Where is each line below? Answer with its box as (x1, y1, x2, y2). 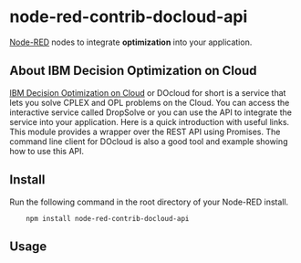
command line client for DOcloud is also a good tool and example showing (9, 135, 288, 147)
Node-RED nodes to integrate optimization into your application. (9, 37, 253, 47)
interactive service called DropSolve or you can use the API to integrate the (9, 107, 292, 118)
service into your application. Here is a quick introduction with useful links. (9, 116, 290, 127)
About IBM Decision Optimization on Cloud (9, 63, 257, 79)
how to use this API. (9, 145, 85, 156)
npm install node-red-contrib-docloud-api (26, 214, 190, 223)
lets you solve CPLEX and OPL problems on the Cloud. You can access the (9, 97, 290, 108)
